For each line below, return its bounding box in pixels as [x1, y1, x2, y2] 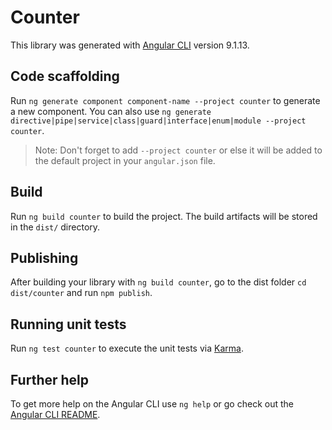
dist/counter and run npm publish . [10, 287, 153, 299]
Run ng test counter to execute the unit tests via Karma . [10, 342, 244, 355]
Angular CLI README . [10, 409, 101, 420]
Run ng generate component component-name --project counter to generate [10, 94, 321, 106]
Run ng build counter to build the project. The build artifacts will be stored [10, 210, 318, 222]
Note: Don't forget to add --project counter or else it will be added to [34, 144, 323, 156]
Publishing [10, 249, 79, 266]
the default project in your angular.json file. [34, 154, 216, 166]
